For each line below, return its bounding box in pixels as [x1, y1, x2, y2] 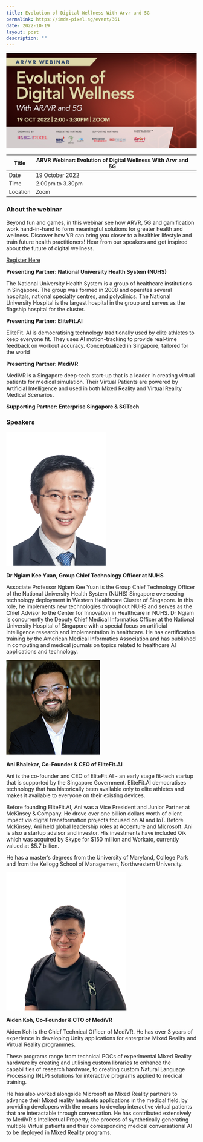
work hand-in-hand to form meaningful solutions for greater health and [6, 225, 183, 233]
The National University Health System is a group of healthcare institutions [6, 280, 192, 287]
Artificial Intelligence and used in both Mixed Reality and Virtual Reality [6, 385, 182, 392]
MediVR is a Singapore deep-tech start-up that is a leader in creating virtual [6, 372, 195, 379]
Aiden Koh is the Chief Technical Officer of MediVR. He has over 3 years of [6, 1028, 193, 1035]
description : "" [6, 35, 47, 42]
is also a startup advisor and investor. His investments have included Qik [6, 829, 187, 837]
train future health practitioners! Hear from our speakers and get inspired [6, 238, 188, 245]
